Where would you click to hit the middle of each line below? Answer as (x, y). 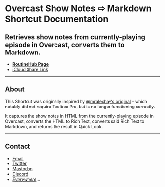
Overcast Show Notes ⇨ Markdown (78, 9)
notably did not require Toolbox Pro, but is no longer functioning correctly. (80, 107)
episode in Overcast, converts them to (65, 45)
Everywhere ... (26, 179)
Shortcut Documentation (57, 19)
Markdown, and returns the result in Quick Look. (54, 126)
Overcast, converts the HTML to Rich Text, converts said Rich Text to (75, 121)
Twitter (19, 163)
